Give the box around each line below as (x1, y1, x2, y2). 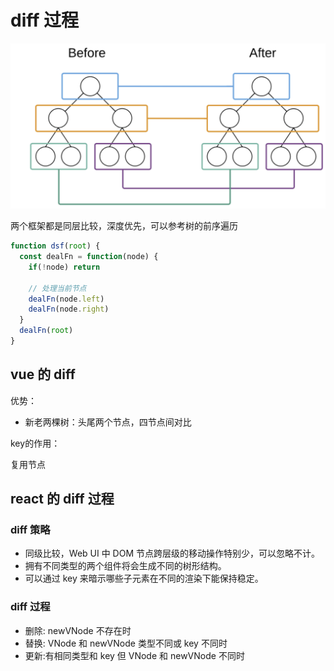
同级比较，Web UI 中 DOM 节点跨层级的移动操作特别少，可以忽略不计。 (24, 547, 320, 560)
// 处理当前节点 (28, 283, 87, 293)
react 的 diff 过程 (10, 491, 115, 508)
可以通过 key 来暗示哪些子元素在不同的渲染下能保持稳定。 (24, 572, 264, 585)
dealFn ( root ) (19, 326, 74, 336)
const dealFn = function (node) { (19, 252, 159, 262)
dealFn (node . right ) (28, 304, 110, 315)
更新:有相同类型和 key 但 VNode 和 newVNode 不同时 (24, 649, 245, 661)
